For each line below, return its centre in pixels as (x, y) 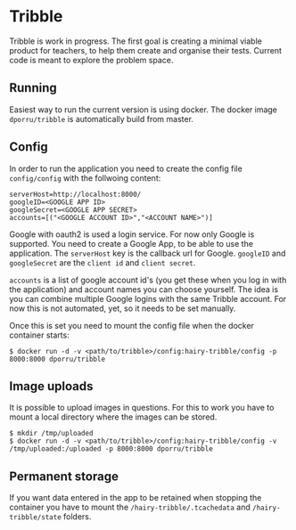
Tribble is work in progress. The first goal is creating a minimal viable (136, 41)
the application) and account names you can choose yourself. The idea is (144, 289)
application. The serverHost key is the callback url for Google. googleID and (148, 253)
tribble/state (36, 518)
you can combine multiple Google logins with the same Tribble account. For (148, 298)
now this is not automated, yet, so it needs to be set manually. (123, 308)
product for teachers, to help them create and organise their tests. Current (146, 50)
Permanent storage (64, 476)
